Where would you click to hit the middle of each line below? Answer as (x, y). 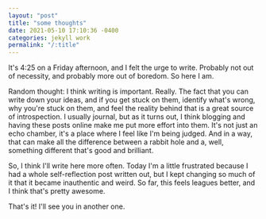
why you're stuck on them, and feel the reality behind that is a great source (131, 109)
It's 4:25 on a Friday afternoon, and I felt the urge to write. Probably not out (131, 67)
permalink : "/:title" (44, 45)
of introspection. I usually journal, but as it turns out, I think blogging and (127, 117)
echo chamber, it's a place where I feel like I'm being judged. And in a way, (130, 134)
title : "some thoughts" (48, 23)
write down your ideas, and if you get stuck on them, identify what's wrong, (132, 100)
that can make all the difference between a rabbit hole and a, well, (116, 142)
